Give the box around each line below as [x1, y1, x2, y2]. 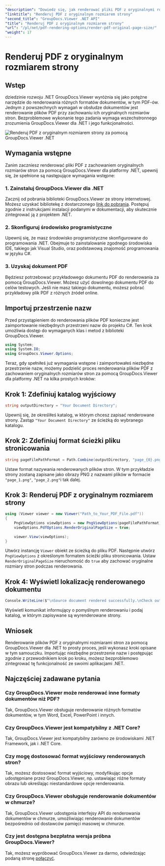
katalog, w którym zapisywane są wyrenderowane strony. [5, 612, 122, 619]
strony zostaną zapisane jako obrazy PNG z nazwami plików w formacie [5, 471, 151, 477]
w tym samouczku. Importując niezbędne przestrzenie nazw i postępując [5, 650, 153, 656]
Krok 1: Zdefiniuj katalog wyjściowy [5, 390, 116, 398]
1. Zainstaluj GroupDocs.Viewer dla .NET [5, 185, 104, 191]
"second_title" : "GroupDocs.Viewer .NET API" [5, 16, 100, 21]
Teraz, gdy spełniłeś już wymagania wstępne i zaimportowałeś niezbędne [5, 360, 154, 366]
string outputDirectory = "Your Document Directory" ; [5, 403, 118, 408]
